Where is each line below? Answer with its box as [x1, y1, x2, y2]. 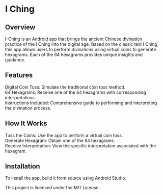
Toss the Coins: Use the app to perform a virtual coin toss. [5, 132, 123, 138]
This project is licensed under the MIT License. [5, 185, 100, 191]
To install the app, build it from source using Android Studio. [5, 175, 127, 181]
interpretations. [5, 94, 36, 100]
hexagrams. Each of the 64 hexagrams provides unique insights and [5, 52, 143, 57]
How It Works [5, 119, 48, 128]
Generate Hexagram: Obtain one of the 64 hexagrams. [5, 138, 115, 143]
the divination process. [5, 105, 52, 111]
